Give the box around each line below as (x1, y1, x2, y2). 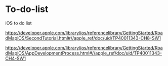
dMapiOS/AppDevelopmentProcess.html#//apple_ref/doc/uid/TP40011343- (5, 50, 162, 56)
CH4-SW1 (5, 55, 26, 61)
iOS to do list (5, 20, 32, 26)
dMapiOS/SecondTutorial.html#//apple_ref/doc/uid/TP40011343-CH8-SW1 (5, 35, 161, 41)
